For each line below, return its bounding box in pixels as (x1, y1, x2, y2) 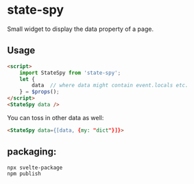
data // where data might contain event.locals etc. (32, 82, 189, 89)
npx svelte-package (7, 164, 63, 171)
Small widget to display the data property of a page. (7, 25, 154, 33)
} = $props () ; (19, 89, 60, 95)
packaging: (7, 146, 57, 158)
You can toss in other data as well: (7, 113, 104, 122)
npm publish (7, 170, 41, 177)
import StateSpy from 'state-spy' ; (19, 69, 121, 76)
